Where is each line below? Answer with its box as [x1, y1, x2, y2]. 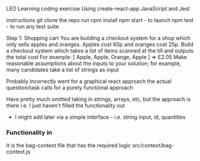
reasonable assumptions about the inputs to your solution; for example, [6, 60, 181, 67]
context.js [6, 148, 31, 156]
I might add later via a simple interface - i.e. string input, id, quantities [14, 113, 186, 120]
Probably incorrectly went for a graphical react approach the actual [6, 78, 172, 85]
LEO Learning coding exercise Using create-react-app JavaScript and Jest [6, 5, 190, 12]
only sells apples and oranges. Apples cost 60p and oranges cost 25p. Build [6, 41, 194, 48]
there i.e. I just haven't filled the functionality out [6, 102, 125, 109]
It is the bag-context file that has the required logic [6, 142, 131, 149]
